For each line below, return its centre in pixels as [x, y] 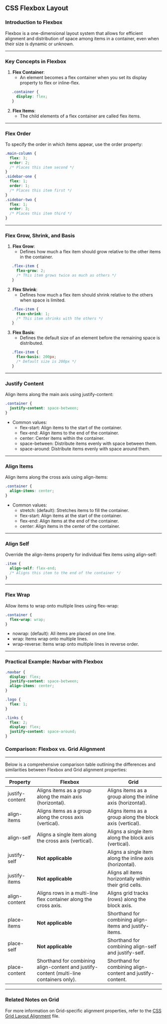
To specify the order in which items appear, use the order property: [74, 144]
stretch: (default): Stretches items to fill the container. [74, 510]
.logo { [13, 700]
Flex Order [18, 133]
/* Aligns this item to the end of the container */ [65, 573]
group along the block [133, 817]
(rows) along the [127, 899]
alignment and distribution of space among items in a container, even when [82, 38]
